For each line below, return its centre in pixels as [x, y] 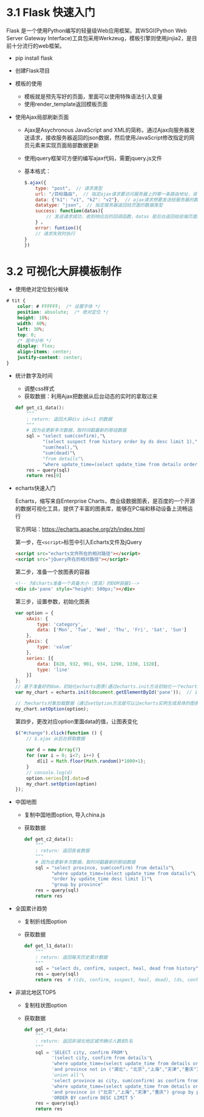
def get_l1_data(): [49, 946]
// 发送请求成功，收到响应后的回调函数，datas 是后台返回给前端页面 [121, 217]
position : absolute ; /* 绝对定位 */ [63, 312]
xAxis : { [37, 619]
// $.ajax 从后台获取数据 [56, 739]
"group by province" [77, 885]
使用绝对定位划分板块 [42, 289]
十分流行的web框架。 [38, 46]
